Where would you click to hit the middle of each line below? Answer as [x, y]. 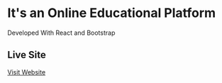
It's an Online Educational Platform [112, 13]
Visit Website [27, 72]
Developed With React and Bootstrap [61, 33]
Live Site [27, 55]
